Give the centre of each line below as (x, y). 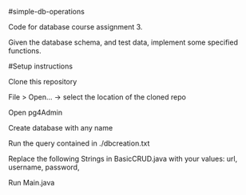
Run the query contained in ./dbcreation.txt (79, 143)
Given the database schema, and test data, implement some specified (123, 42)
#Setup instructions (41, 66)
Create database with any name (61, 128)
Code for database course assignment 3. (75, 27)
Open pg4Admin (36, 112)
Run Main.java (32, 183)
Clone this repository (43, 82)
